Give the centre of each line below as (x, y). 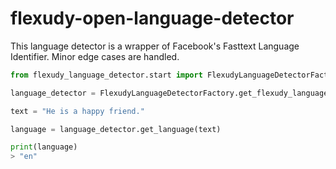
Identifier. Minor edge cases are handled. (95, 56)
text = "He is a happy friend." (77, 111)
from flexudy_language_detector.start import (106, 75)
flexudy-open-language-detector (152, 18)
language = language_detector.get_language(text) (116, 129)
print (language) (44, 147)
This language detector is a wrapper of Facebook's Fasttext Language (155, 46)
